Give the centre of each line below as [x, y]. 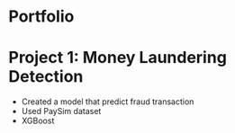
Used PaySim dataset [61, 111]
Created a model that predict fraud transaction [108, 102]
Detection [46, 77]
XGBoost [38, 121]
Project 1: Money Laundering [117, 58]
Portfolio [41, 17]
